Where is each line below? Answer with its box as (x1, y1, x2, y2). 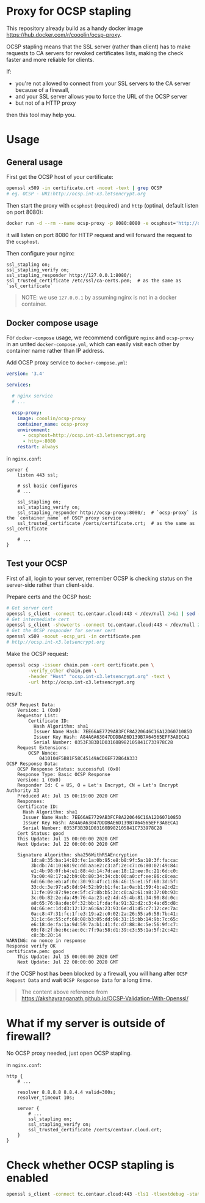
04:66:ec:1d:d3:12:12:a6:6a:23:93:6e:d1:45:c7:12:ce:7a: (31, 905, 179, 912)
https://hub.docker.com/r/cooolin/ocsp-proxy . (6, 31, 122, 38)
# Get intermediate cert (6, 616, 70, 622)
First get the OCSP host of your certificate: (6, 173, 114, 180)
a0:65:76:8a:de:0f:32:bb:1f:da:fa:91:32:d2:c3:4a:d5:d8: (31, 900, 179, 907)
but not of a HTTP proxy (15, 99, 76, 107)
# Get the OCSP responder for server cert (6, 628, 116, 634)
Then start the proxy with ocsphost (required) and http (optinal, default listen (6, 202, 199, 209)
